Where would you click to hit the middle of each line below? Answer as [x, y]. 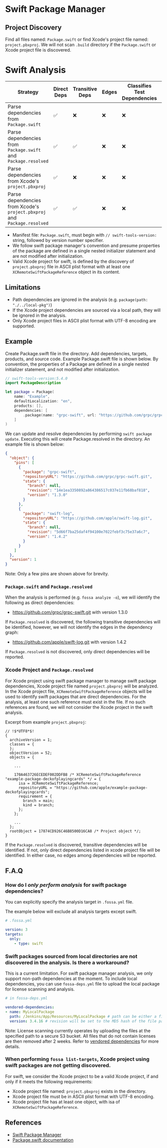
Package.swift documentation [43, 1140]
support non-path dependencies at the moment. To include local [71, 979]
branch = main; [39, 801]
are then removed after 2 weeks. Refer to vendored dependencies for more [82, 1041]
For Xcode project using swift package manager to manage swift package [81, 681]
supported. [24, 326]
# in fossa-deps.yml [27, 998]
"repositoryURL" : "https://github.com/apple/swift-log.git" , [88, 518]
